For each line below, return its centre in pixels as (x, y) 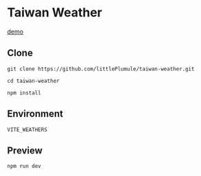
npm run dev (24, 166)
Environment (35, 114)
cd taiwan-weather (33, 81)
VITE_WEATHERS (27, 129)
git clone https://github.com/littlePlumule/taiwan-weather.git (101, 69)
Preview (25, 150)
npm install (24, 93)
